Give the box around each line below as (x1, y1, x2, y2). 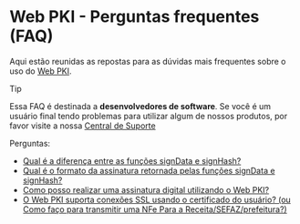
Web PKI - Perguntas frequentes (9, 6, 260, 27)
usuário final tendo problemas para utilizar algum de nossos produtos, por (9, 110, 288, 121)
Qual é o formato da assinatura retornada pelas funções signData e (22, 165, 275, 176)
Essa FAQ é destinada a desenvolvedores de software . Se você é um (9, 100, 272, 111)
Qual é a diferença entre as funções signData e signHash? (22, 155, 242, 166)
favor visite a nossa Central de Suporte (9, 120, 157, 131)
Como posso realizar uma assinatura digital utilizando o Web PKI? (22, 184, 270, 195)
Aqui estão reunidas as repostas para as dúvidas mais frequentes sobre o (9, 56, 286, 66)
